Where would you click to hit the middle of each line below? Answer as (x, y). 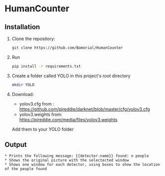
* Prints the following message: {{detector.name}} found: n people (77, 156)
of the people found (26, 169)
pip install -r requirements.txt (46, 66)
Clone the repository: (33, 39)
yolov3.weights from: (41, 114)
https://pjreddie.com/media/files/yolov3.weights (68, 120)
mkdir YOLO (23, 85)
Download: (23, 94)
